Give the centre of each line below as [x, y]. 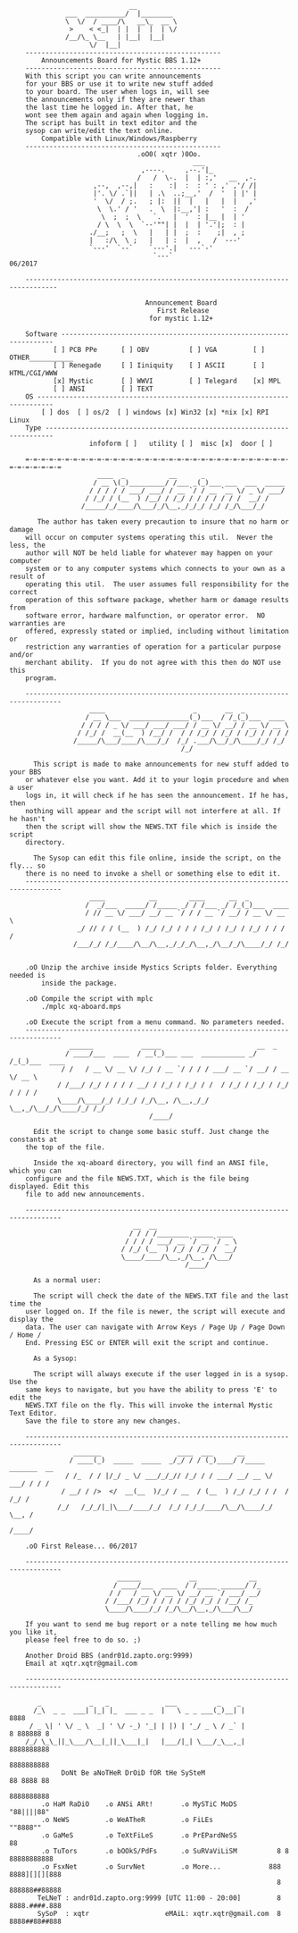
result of [28, 576]
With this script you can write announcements [113, 76]
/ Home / [25, 1335]
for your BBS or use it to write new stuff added [120, 84]
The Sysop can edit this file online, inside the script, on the [157, 858]
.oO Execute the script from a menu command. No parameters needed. [155, 1022]
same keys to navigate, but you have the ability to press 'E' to [151, 1390]
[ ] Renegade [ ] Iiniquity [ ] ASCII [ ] [159, 366]
